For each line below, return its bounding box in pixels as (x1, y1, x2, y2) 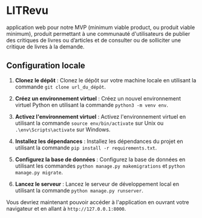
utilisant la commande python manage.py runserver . (15, 187, 143, 194)
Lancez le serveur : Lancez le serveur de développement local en (15, 180, 180, 188)
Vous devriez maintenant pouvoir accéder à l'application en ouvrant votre (6, 198, 189, 206)
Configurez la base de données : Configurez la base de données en (15, 156, 186, 163)
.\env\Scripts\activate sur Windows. (15, 125, 111, 133)
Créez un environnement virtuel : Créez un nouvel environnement (15, 94, 181, 102)
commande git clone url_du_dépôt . (15, 83, 106, 90)
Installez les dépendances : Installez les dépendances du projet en (15, 137, 183, 145)
